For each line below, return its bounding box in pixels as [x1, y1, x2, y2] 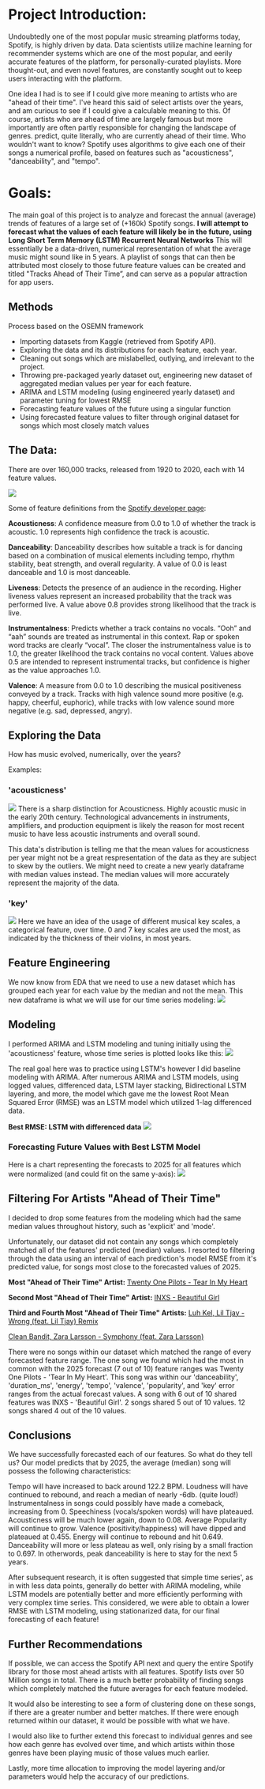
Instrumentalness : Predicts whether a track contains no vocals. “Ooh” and [8, 623, 252, 633]
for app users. [8, 277, 54, 286]
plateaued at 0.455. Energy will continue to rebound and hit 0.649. [8, 1532, 223, 1541]
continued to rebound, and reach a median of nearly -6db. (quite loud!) [8, 1490, 239, 1500]
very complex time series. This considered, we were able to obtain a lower [8, 1598, 250, 1607]
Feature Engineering [8, 956, 110, 970]
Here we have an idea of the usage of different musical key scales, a [17, 916, 241, 926]
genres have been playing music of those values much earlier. [8, 1748, 211, 1757]
